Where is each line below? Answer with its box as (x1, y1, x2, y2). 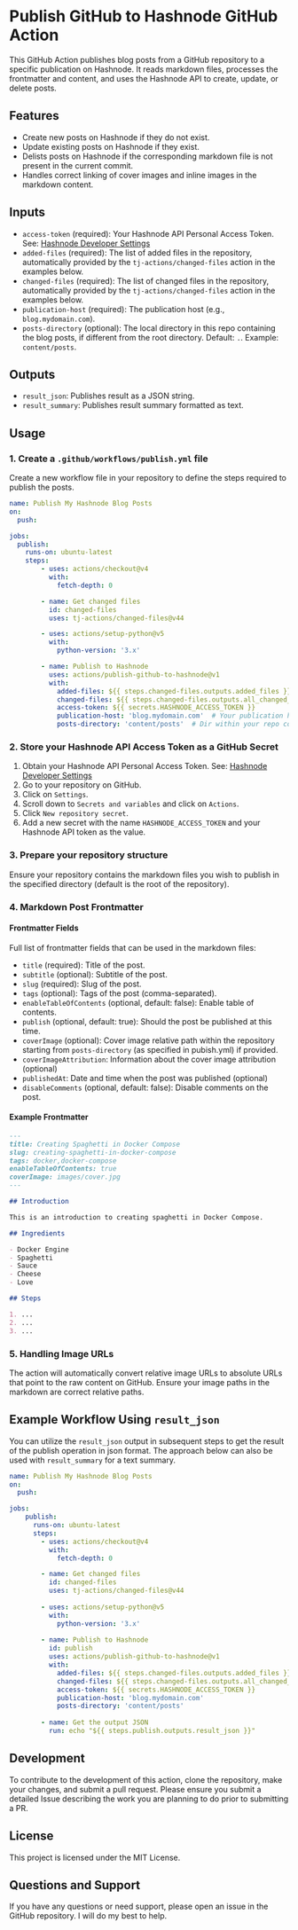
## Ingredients (9, 1228, 66, 1238)
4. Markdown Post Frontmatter (9, 900, 144, 913)
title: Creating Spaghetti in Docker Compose (9, 1140, 180, 1149)
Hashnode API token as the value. (21, 827, 146, 837)
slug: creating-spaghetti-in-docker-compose (9, 1148, 176, 1157)
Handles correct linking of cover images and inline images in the (21, 169, 257, 180)
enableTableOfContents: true (9, 1165, 117, 1173)
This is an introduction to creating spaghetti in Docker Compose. (9, 1212, 264, 1221)
